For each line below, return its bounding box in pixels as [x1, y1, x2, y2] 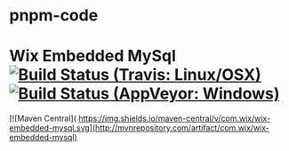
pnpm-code [9, 5, 99, 26]
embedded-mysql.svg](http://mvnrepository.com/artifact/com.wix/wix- [9, 123, 269, 133]
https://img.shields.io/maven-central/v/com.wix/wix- [78, 113, 271, 124]
